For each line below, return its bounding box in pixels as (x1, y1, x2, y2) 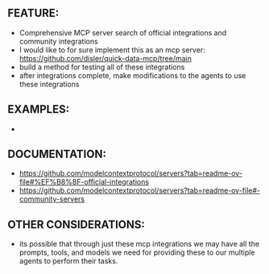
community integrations (19, 36, 98, 46)
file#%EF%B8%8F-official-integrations (19, 177, 150, 187)
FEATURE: (7, 6, 60, 20)
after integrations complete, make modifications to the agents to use (19, 70, 246, 80)
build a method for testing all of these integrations (19, 62, 185, 72)
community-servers (19, 194, 85, 204)
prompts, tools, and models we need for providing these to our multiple (19, 247, 255, 257)
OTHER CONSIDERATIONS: (7, 218, 146, 231)
